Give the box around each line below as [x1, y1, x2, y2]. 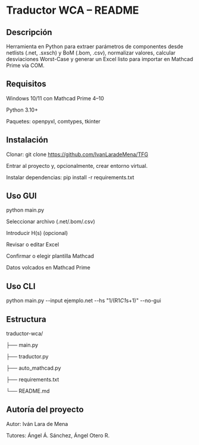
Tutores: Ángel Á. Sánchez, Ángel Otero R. [6, 431, 110, 439]
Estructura [6, 314, 46, 324]
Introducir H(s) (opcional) [6, 230, 68, 237]
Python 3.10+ [6, 106, 39, 113]
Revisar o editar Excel [6, 241, 59, 248]
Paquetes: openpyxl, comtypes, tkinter [6, 117, 101, 125]
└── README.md [6, 387, 50, 395]
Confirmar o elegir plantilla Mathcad [6, 253, 94, 260]
